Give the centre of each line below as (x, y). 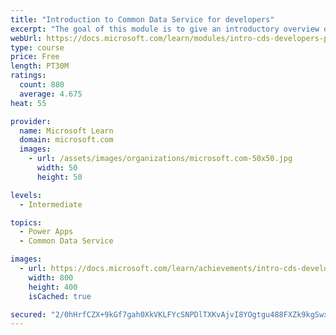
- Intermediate (51, 204)
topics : (26, 222)
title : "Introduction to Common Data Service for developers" (142, 19)
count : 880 (42, 85)
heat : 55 (28, 103)
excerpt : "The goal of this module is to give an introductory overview (165, 29)
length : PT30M (40, 66)
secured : (28, 314)
